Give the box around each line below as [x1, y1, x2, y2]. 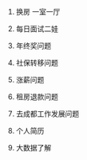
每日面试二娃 [15, 24, 58, 34]
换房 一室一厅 [15, 7, 61, 16]
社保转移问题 [15, 58, 58, 67]
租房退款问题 [15, 92, 58, 102]
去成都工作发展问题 [15, 109, 80, 118]
